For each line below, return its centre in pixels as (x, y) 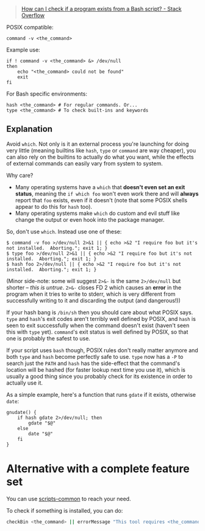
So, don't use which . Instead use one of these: (64, 232)
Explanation (30, 129)
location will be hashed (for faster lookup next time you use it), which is (96, 369)
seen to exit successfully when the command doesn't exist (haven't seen (98, 325)
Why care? (20, 175)
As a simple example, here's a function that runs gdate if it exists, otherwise (101, 394)
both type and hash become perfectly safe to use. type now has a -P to (95, 356)
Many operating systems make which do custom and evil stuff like (97, 213)
